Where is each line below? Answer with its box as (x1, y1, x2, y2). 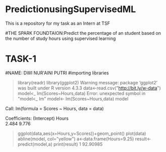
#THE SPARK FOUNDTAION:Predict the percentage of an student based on (5, 30, 161, 36)
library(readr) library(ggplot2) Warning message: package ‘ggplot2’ (17, 79, 158, 85)
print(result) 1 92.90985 (53, 141, 103, 147)
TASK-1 (5, 53, 37, 65)
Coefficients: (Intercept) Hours (5, 115, 69, 121)
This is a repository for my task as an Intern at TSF (5, 20, 110, 26)
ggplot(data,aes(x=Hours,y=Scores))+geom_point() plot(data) (17, 130, 146, 136)
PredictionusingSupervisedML (5, 4, 136, 15)
